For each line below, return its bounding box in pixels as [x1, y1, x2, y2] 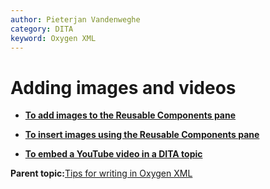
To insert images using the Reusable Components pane [24, 129, 260, 141]
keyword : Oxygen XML [10, 33, 97, 43]
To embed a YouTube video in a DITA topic [24, 148, 203, 160]
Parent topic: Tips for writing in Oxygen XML [10, 167, 193, 180]
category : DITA [10, 24, 74, 34]
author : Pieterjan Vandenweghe [10, 14, 141, 25]
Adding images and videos [10, 76, 237, 99]
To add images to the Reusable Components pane [24, 109, 237, 121]
